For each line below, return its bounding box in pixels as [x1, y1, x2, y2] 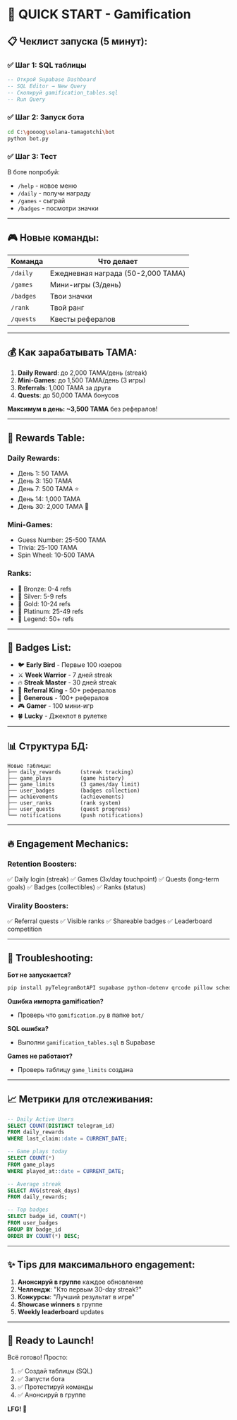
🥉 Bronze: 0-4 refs [17, 584, 72, 593]
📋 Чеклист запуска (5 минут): [7, 35, 148, 47]
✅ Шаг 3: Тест [7, 152, 57, 162]
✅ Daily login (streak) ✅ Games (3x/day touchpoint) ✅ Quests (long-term [7, 874, 219, 883]
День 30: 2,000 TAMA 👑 [17, 503, 90, 511]
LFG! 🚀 [7, 1404, 27, 1414]
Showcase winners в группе [17, 1300, 103, 1308]
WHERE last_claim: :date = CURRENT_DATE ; [7, 1136, 128, 1143]
